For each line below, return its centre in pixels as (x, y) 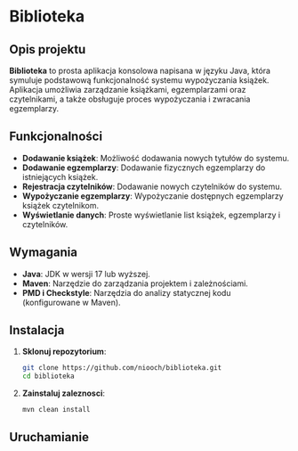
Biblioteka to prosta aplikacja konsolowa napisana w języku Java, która (140, 70)
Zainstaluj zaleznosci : (63, 393)
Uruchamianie (49, 437)
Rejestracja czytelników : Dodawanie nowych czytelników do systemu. (152, 186)
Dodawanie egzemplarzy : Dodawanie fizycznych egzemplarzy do (144, 168)
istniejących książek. (60, 176)
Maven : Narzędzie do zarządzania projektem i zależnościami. (135, 283)
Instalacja (37, 330)
